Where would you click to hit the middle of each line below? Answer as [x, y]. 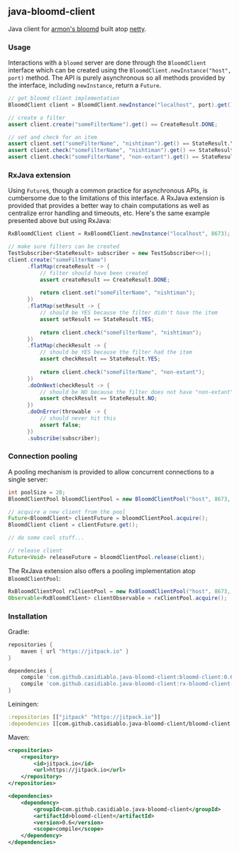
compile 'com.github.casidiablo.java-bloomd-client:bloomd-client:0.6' [129, 678]
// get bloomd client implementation [64, 99]
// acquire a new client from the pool [67, 512]
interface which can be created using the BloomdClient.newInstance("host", [120, 70]
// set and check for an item [53, 137]
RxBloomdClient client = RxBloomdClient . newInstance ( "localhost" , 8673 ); [119, 234]
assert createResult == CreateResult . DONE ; [105, 280]
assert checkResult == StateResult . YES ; [100, 359]
